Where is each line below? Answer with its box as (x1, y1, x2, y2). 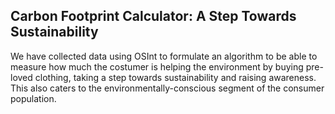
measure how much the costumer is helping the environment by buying (10, 60, 304, 73)
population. (10, 92, 57, 104)
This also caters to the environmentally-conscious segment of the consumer (10, 82, 325, 94)
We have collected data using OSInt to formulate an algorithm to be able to (10, 50, 318, 62)
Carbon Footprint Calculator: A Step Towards (10, 8, 297, 25)
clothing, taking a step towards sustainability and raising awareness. (34, 71, 317, 83)
